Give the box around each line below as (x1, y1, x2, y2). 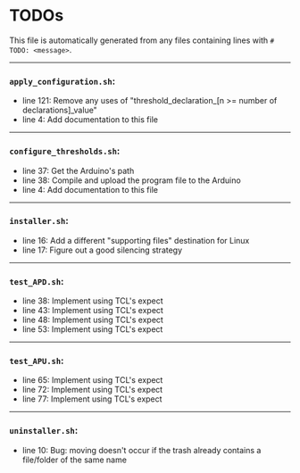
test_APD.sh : (9, 275, 64, 287)
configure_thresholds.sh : (9, 145, 121, 157)
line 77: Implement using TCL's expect (21, 394, 162, 404)
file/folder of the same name (21, 454, 128, 465)
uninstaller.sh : (9, 425, 79, 437)
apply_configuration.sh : (9, 75, 116, 87)
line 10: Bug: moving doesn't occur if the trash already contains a (21, 444, 262, 455)
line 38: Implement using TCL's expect (21, 295, 163, 306)
